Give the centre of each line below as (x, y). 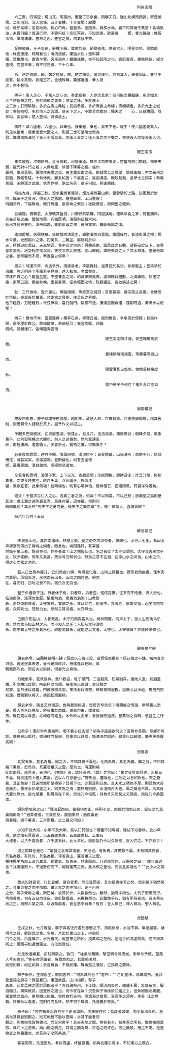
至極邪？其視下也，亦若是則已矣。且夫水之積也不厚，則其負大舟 (107, 783)
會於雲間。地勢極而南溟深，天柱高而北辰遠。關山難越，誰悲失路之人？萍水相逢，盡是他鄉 (84, 251)
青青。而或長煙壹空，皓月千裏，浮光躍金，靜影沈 (49, 481)
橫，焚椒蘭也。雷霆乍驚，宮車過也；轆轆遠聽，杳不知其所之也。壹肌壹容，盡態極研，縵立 (84, 60)
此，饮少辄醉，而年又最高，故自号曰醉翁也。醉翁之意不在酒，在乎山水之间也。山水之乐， (84, 557)
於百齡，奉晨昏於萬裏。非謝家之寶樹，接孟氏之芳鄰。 (53, 298)
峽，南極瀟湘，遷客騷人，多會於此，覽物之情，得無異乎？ (56, 445)
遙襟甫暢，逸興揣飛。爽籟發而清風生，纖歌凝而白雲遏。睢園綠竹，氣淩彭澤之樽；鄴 (88, 235)
